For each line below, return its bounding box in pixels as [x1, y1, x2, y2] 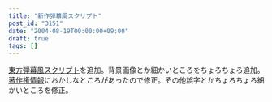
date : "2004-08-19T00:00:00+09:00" [8, 27, 129, 35]
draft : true [8, 34, 49, 43]
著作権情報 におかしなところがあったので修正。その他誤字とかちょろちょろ [8, 75, 257, 85]
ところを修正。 [22, 86, 73, 96]
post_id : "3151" [8, 19, 63, 28]
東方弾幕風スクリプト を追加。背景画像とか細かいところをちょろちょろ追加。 [8, 66, 265, 75]
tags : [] [8, 42, 38, 50]
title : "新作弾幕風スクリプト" [8, 11, 102, 20]
